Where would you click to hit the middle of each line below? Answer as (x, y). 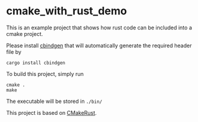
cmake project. (25, 33)
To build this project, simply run (45, 74)
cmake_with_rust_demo (67, 11)
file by (14, 51)
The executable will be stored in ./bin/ (54, 101)
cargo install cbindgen (36, 63)
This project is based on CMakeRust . (51, 112)
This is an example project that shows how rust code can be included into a (99, 28)
